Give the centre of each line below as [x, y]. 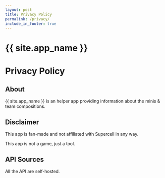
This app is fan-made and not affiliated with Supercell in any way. [72, 134]
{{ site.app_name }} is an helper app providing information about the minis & [83, 101]
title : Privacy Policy [28, 14]
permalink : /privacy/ [27, 19]
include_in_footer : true [31, 24]
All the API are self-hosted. [33, 172]
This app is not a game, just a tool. [40, 144]
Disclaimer [22, 122]
